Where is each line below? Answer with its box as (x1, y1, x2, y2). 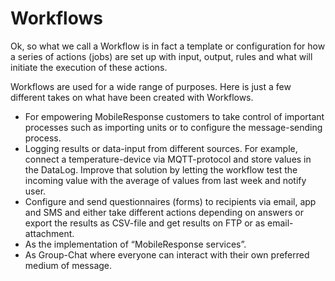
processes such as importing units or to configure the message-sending (24, 121, 323, 133)
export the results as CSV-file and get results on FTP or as (24, 217, 266, 229)
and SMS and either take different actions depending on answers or (24, 206, 304, 218)
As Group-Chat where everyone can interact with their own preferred (24, 248, 310, 261)
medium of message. (24, 259, 113, 271)
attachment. (24, 227, 75, 239)
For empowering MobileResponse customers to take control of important (24, 110, 325, 122)
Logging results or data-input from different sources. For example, (24, 142, 298, 154)
